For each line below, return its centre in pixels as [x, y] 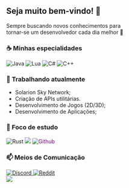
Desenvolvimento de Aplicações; [56, 112]
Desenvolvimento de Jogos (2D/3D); [60, 105]
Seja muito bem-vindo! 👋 [54, 11]
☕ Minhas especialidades [44, 48]
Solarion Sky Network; [43, 92]
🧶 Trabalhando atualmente [46, 79]
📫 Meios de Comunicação [46, 157]
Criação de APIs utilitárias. [48, 99]
